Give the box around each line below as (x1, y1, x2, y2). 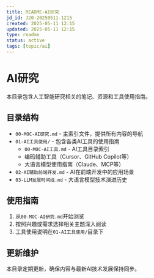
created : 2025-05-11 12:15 (6, 20, 75, 26)
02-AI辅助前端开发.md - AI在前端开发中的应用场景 (15, 168, 134, 175)
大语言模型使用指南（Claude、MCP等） (24, 160, 124, 168)
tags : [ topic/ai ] (6, 43, 51, 50)
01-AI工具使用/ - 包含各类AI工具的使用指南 (15, 137, 120, 145)
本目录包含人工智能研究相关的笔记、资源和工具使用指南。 (6, 92, 151, 100)
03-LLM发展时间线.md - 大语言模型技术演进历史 (15, 176, 128, 183)
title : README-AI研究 (6, 9, 60, 15)
